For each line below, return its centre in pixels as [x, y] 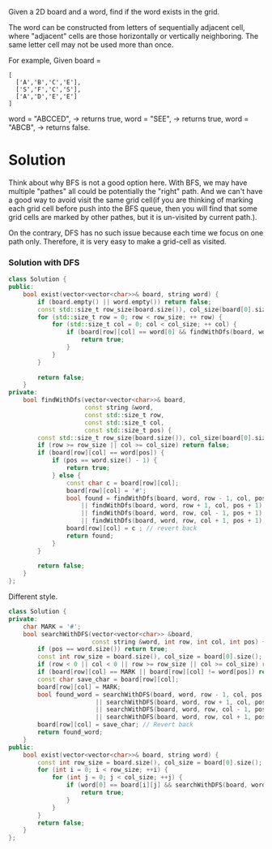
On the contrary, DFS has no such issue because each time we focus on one [136, 233]
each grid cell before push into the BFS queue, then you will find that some [133, 208]
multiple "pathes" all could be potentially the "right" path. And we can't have [136, 191]
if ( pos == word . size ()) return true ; [103, 649]
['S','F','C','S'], [49, 89]
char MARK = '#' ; [52, 627]
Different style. [33, 597]
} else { [66, 475]
